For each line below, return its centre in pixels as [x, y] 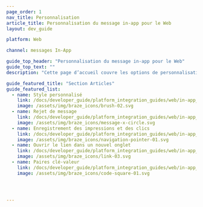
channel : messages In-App [39, 51]
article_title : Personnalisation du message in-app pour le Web [89, 23]
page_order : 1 [24, 12]
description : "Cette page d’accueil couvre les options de [82, 72]
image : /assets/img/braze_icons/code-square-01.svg [83, 173]
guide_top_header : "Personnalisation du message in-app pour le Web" [96, 62]
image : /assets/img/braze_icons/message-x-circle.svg [86, 123]
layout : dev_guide [29, 29]
